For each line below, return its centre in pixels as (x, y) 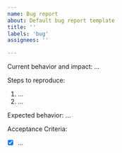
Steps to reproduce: (36, 80)
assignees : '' (28, 40)
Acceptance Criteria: (37, 129)
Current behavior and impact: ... (54, 67)
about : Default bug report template (61, 21)
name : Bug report (33, 14)
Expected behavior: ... (39, 115)
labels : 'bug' (28, 34)
